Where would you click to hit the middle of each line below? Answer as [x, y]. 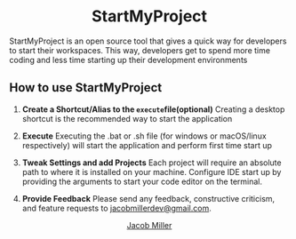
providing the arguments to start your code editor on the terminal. [142, 181]
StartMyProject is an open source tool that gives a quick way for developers [148, 41]
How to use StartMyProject [86, 88]
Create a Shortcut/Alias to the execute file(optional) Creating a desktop [153, 109]
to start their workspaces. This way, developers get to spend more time [140, 50]
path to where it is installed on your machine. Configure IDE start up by [152, 171]
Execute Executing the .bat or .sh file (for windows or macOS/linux [144, 136]
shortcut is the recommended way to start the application [127, 118]
